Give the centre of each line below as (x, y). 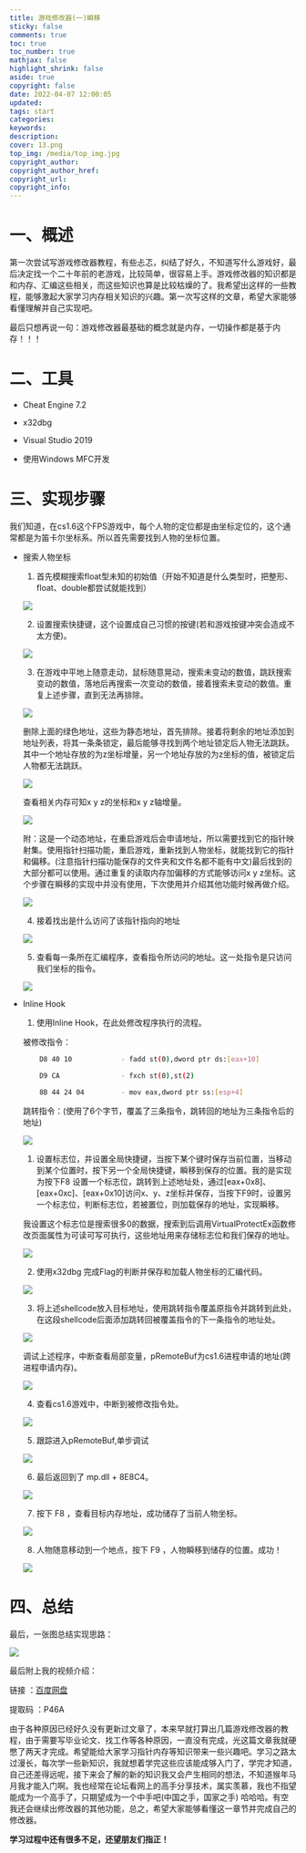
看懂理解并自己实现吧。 (53, 308)
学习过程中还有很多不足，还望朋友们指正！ (89, 1839)
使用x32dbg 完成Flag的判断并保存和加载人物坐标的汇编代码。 (152, 1271)
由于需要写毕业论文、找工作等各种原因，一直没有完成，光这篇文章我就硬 (161, 1740)
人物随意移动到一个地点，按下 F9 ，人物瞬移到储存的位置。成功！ (159, 1549)
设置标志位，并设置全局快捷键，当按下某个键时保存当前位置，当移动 (164, 1158)
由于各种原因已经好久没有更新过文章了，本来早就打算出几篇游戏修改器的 (145, 1728)
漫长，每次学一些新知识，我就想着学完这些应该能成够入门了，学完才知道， (157, 1763)
